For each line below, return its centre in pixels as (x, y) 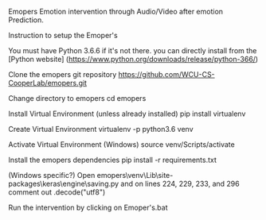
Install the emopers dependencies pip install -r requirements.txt (113, 160)
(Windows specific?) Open (52, 175)
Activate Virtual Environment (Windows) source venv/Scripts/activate (121, 145)
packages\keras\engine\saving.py (64, 183)
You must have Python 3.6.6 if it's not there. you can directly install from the (133, 50)
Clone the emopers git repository (63, 74)
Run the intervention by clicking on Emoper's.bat (88, 207)
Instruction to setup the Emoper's (63, 35)
